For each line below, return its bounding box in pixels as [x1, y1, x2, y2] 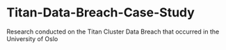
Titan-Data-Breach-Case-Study [6, 5, 195, 21]
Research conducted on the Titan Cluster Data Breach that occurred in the [6, 27, 220, 36]
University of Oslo [6, 34, 58, 42]
